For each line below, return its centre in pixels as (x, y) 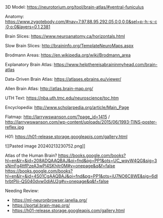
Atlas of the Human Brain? (31, 155)
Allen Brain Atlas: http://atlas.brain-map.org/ (49, 89)
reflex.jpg (15, 127)
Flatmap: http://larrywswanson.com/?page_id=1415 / (57, 117)
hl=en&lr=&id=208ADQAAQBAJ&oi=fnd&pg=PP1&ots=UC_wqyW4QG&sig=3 (81, 161)
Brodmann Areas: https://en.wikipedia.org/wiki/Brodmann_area (68, 55)
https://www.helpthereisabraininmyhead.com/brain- (106, 64)
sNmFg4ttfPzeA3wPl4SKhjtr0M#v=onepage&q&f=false (60, 166)
